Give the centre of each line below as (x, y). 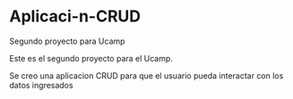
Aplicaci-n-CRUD (75, 16)
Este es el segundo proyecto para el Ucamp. (91, 58)
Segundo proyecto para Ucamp (67, 41)
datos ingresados (41, 85)
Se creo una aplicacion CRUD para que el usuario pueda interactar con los (146, 75)
